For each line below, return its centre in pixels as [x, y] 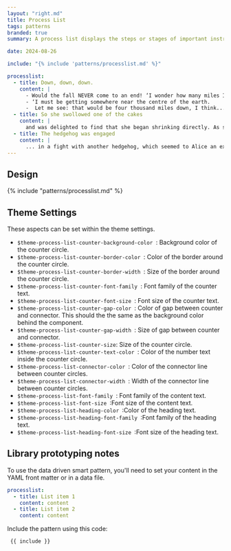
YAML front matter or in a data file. [56, 477]
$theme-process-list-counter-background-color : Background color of [117, 242]
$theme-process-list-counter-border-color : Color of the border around [120, 257]
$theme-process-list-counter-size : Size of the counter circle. [104, 345]
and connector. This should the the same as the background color [110, 315]
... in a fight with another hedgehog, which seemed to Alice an [121, 146]
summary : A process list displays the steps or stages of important [107, 39]
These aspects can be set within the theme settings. [81, 229]
